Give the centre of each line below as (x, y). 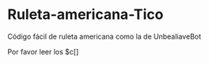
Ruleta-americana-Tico (85, 15)
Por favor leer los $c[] (43, 51)
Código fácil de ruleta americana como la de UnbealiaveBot (104, 36)
